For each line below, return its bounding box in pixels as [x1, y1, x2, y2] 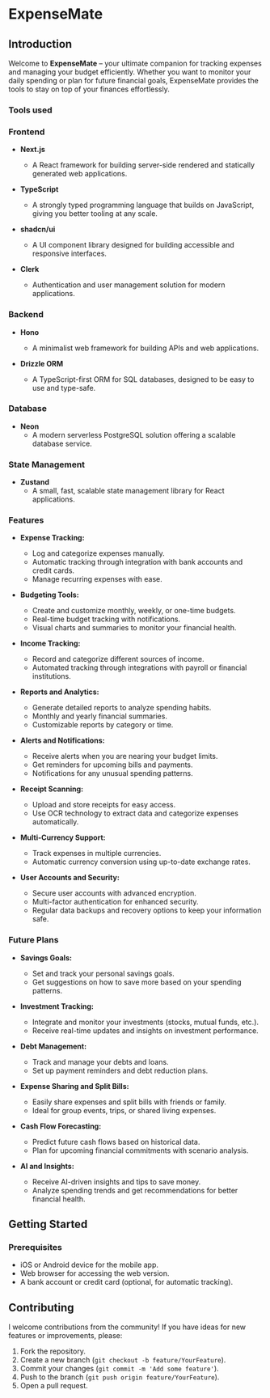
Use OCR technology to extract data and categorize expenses [32, 808, 238, 818]
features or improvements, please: [8, 1331, 123, 1341]
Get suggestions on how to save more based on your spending [32, 976, 242, 987]
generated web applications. [32, 169, 128, 179]
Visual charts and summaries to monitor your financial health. [32, 623, 237, 633]
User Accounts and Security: [19, 873, 120, 883]
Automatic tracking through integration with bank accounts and [32, 557, 243, 567]
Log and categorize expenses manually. [32, 549, 166, 558]
